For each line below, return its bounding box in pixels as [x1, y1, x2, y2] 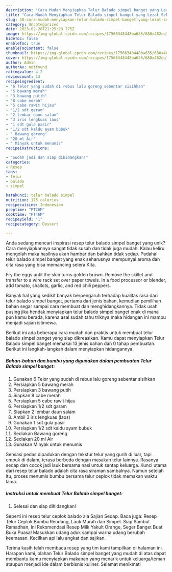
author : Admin [6, 60, 36, 65]
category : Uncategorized [6, 22, 59, 27]
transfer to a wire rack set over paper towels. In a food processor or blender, [6, 277, 166, 283]
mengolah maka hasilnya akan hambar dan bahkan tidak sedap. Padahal [6, 251, 158, 257]
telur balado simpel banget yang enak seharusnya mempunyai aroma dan [6, 256, 160, 262]
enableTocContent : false [6, 46, 59, 51]
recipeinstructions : [6, 146, 50, 151]
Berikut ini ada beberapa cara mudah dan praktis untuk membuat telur [6, 330, 154, 336]
